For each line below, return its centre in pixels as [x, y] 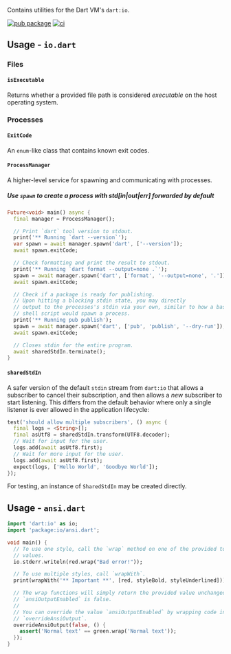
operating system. [33, 102]
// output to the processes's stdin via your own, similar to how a [113, 307]
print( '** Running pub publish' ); [63, 320]
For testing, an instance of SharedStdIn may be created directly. [97, 486]
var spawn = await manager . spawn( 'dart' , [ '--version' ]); [98, 244]
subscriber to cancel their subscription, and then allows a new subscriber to [115, 395]
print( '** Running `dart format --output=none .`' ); [90, 269]
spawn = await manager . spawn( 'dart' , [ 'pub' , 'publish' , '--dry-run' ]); [120, 326]
